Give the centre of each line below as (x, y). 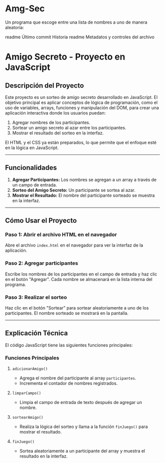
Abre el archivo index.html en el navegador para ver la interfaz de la (74, 245)
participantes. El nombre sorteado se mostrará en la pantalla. (67, 313)
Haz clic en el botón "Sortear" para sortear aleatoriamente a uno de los (77, 308)
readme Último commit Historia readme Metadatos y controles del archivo (80, 37)
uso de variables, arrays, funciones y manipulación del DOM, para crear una (82, 108)
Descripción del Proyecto (45, 85)
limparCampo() (27, 393)
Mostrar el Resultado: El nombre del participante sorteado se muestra (83, 195)
